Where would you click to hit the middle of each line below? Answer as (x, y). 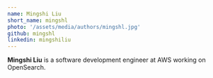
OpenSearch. (27, 67)
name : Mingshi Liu (34, 14)
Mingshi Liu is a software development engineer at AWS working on (107, 60)
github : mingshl (31, 33)
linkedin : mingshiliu (39, 40)
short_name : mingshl (38, 20)
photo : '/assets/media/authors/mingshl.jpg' (74, 27)
